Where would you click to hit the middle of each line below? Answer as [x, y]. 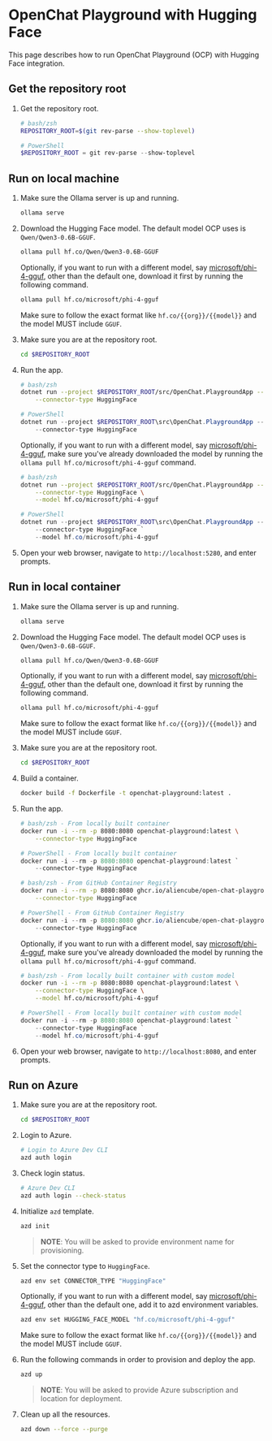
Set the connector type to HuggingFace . [85, 1266]
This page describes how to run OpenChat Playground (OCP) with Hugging [134, 54]
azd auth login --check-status [73, 1196]
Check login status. [52, 1173]
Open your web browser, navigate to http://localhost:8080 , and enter [138, 1051]
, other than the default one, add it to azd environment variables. [151, 1305]
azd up [31, 1374]
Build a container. [49, 778]
